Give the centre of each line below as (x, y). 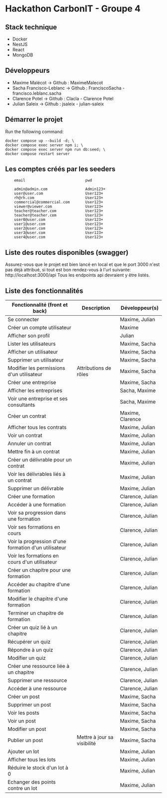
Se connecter (23, 320)
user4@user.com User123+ (59, 237)
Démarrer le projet (34, 119)
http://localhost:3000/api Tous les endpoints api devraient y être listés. (78, 275)
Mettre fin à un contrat (34, 452)
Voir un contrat (25, 435)
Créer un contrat (27, 416)
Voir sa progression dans (37, 513)
